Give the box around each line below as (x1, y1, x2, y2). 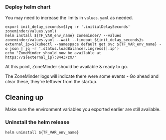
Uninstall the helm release (5, 119, 70, 126)
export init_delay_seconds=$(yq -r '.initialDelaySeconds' (5, 24, 131, 29)
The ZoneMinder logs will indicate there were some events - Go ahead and (5, 73, 159, 79)
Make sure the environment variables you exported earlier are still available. (5, 106, 161, 113)
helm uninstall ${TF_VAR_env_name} (5, 130, 79, 135)
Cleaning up (5, 93, 44, 102)
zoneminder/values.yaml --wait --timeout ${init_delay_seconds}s (5, 37, 144, 43)
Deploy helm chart (5, 3, 51, 10)
